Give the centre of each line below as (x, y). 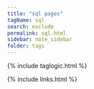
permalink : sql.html (37, 33)
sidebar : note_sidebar (40, 40)
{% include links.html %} (42, 79)
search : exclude (30, 26)
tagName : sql (26, 20)
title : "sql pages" (35, 14)
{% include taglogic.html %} (47, 66)
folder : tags (26, 46)
